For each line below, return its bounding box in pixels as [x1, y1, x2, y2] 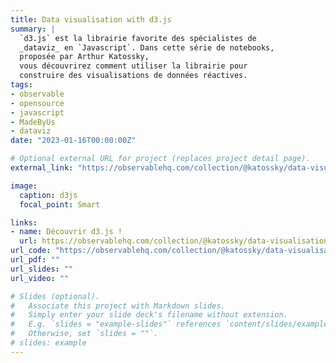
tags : [10, 80, 33, 90]
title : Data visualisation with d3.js [10, 14, 172, 25]
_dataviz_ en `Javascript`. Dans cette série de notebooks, [19, 42, 275, 53]
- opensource [10, 98, 65, 108]
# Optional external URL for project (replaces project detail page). [10, 154, 311, 164]
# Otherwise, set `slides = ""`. [10, 329, 159, 339]
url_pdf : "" [10, 255, 60, 265]
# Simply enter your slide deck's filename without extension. [10, 310, 288, 320]
